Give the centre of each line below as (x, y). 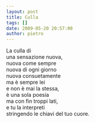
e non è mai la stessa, (33, 89)
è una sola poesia (28, 95)
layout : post (22, 12)
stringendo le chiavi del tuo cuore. (48, 114)
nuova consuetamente (34, 76)
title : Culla (22, 17)
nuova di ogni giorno (31, 70)
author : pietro (25, 34)
